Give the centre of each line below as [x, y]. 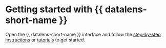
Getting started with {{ [54, 9]
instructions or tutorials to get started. [45, 40]
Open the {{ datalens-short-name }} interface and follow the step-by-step [83, 34]
